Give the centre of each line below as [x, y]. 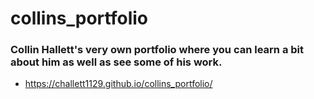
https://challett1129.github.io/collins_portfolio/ [118, 84]
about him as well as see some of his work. [116, 62]
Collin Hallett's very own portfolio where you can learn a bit [157, 50]
